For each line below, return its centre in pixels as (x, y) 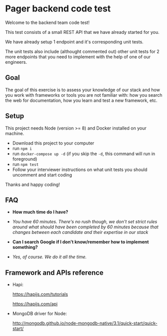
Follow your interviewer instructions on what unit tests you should (80, 169)
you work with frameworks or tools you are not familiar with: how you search (84, 95)
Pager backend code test (58, 9)
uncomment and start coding (42, 174)
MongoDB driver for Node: (40, 314)
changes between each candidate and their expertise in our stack (80, 232)
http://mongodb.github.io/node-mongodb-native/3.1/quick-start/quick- (85, 323)
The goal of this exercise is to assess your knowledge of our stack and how (83, 90)
